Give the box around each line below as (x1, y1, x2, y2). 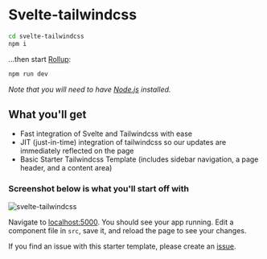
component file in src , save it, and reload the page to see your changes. (8, 225, 247, 235)
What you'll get (8, 107, 87, 121)
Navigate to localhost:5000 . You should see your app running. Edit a (8, 217, 234, 227)
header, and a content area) (19, 163, 113, 173)
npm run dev (8, 70, 48, 78)
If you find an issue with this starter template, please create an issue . (8, 241, 236, 251)
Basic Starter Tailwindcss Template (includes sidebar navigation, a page (19, 154, 259, 164)
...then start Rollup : (8, 54, 72, 64)
